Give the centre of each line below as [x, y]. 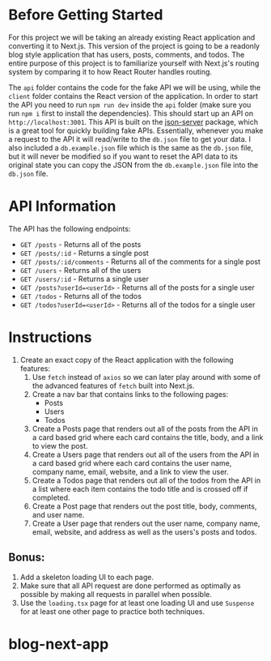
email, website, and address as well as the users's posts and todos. [144, 531]
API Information [62, 206]
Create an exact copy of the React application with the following [127, 360]
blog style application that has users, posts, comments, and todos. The [127, 54]
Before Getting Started [86, 15]
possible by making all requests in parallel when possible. [116, 594]
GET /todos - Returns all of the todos [80, 296]
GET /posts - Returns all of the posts [80, 244]
